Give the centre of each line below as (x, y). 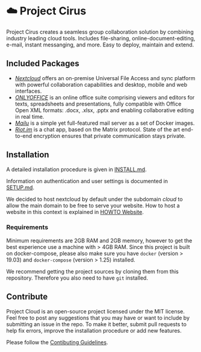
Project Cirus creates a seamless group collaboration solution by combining (100, 32)
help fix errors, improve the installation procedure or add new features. (94, 330)
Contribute (27, 297)
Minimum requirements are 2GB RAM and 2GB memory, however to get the (99, 240)
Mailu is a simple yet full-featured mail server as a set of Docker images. (105, 123)
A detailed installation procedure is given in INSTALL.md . (76, 169)
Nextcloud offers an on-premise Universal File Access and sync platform (105, 78)
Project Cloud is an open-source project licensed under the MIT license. (96, 311)
